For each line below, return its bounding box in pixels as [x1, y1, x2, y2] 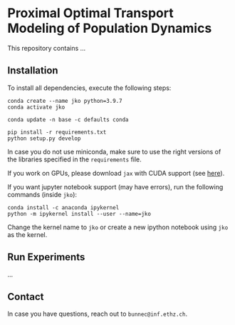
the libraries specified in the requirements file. [7, 155, 142, 164]
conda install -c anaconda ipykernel [7, 204, 120, 211]
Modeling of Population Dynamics [7, 20, 212, 36]
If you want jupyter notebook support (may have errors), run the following [7, 182, 224, 191]
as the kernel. [7, 230, 48, 239]
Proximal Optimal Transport [7, 5, 174, 21]
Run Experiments [7, 251, 85, 264]
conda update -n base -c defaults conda [7, 116, 130, 123]
